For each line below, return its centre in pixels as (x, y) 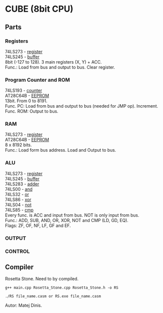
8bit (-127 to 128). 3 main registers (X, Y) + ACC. (54, 62)
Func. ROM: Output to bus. (32, 112)
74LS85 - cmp (19, 210)
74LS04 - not (18, 204)
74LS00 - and (19, 189)
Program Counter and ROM (38, 80)
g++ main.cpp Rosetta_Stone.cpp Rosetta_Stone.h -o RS (62, 288)
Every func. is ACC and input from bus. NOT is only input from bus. (72, 215)
